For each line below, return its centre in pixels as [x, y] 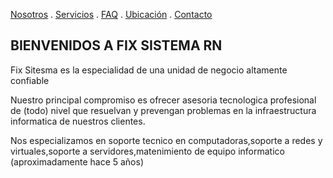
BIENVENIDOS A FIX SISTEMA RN [116, 45]
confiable [30, 80]
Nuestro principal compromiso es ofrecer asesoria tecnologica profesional [163, 100]
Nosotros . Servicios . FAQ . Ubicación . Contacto [111, 14]
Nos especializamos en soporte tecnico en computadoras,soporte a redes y [166, 140]
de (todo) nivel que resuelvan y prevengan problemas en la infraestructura [163, 110]
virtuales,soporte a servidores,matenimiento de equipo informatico [147, 151]
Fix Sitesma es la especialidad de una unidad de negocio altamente [149, 70]
